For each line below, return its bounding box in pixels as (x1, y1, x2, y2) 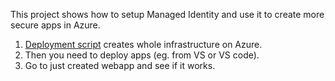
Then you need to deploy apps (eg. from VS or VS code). (24, 49, 260, 61)
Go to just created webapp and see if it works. (24, 60, 216, 71)
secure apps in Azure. (10, 19, 101, 31)
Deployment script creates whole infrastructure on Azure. (24, 39, 263, 50)
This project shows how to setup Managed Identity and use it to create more (10, 9, 325, 20)
